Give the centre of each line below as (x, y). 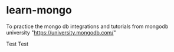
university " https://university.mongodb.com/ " (61, 32)
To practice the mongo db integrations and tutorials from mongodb (87, 26)
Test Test (17, 44)
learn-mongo (39, 10)
